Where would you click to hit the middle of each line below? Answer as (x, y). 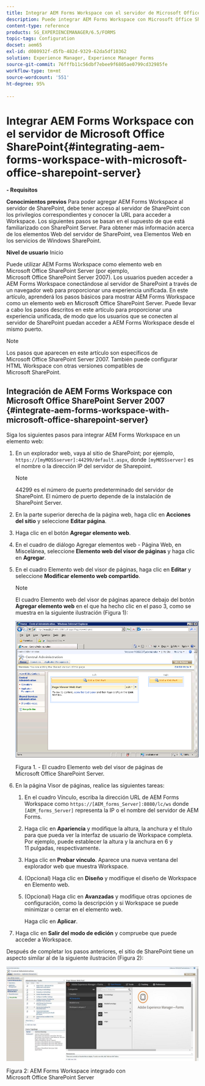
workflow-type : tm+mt (34, 71)
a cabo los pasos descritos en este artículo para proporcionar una (89, 310)
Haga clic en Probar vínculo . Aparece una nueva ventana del (101, 860)
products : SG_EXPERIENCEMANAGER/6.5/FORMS (61, 32)
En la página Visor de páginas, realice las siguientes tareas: (90, 785)
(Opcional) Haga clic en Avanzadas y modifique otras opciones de (108, 896)
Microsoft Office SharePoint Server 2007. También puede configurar (92, 360)
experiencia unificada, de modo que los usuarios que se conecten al (92, 316)
